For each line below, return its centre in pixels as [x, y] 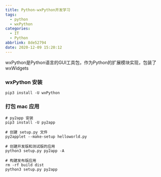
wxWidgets [17, 68]
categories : [18, 29]
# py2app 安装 [19, 118]
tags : [11, 15]
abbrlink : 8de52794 [26, 43]
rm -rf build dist [25, 165]
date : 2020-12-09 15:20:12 [34, 47]
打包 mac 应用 [22, 106]
